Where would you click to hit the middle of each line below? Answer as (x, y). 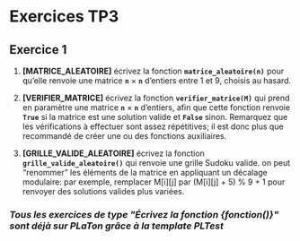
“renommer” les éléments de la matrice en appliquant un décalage (145, 172)
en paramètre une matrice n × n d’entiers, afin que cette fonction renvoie (156, 108)
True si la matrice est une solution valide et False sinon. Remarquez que (155, 117)
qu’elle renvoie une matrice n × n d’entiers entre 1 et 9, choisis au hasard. (157, 81)
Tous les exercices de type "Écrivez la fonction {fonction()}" (144, 214)
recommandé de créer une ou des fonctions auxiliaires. (124, 136)
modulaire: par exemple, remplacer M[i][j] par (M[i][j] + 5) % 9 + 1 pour (154, 182)
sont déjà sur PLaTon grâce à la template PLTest (117, 226)
